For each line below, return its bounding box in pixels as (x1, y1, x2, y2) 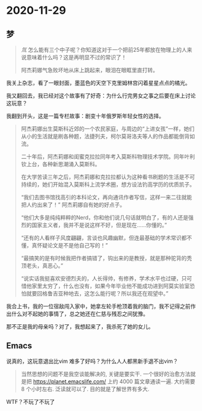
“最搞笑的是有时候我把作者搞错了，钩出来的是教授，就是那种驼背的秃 (20, 255, 192, 262)
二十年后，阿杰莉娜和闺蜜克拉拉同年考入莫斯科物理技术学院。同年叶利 (20, 153, 195, 160)
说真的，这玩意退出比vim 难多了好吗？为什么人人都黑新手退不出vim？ (6, 357, 179, 365)
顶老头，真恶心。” (20, 262, 63, 269)
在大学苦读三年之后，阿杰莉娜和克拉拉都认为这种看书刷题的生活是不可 (20, 173, 195, 181)
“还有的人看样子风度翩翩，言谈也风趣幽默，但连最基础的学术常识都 (20, 234, 187, 241)
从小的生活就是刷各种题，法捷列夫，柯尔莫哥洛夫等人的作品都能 (20, 133, 179, 140)
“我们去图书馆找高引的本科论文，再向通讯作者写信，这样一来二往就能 (20, 194, 192, 200)
